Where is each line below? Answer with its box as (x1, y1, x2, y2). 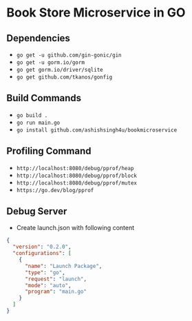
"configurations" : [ (12, 250, 72, 257)
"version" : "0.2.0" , (12, 243, 72, 251)
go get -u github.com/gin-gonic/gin (16, 52, 122, 59)
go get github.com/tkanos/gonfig (16, 74, 113, 81)
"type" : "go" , (24, 269, 66, 276)
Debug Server (6, 205, 67, 218)
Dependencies (6, 32, 70, 44)
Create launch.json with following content (16, 224, 135, 232)
